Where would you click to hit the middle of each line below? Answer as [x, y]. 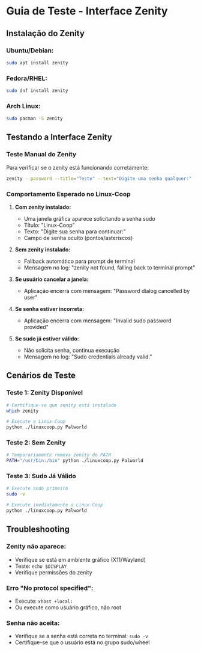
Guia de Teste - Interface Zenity [87, 11]
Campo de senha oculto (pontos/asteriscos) [78, 238]
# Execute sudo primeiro [37, 488]
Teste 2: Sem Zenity [36, 443]
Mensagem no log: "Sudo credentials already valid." [88, 357]
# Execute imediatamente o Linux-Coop [55, 505]
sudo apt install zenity [37, 63]
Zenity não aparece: [36, 547]
